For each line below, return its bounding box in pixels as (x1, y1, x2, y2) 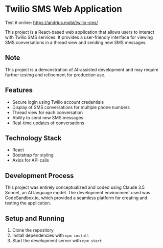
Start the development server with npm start (12, 238, 102, 243)
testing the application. (5, 200, 51, 206)
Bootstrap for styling (12, 152, 54, 158)
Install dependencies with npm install (12, 232, 90, 238)
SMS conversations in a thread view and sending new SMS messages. (5, 39, 147, 45)
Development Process (5, 171, 74, 180)
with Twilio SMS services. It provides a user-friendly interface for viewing (5, 34, 153, 40)
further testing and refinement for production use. (5, 72, 106, 78)
